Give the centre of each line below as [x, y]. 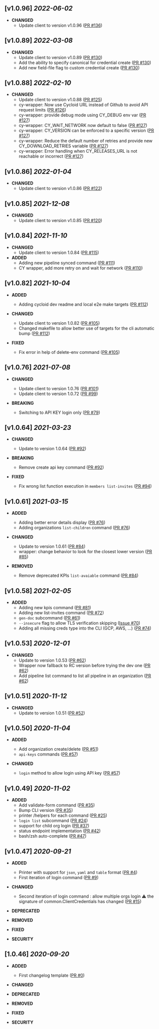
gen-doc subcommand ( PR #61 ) [50, 617]
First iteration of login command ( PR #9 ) [58, 878]
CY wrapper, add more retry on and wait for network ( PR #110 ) [81, 268]
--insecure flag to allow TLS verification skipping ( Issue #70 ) [79, 623]
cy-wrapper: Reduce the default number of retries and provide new [86, 141]
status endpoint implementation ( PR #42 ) [60, 831]
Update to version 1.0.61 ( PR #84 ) [52, 546]
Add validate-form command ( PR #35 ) [57, 805]
